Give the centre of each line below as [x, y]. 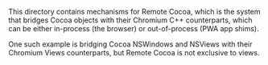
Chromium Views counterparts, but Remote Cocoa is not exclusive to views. [134, 53]
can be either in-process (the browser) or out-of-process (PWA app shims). [134, 28]
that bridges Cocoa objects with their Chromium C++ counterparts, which [130, 20]
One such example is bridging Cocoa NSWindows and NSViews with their [130, 44]
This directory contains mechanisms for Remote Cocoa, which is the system [134, 12]
